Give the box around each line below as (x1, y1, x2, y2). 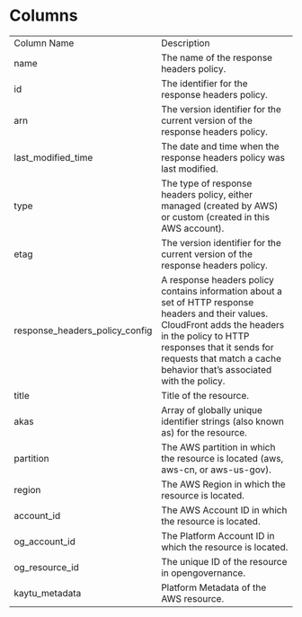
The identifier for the (161, 77, 248, 90)
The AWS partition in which (161, 441, 276, 454)
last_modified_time (13, 151, 93, 163)
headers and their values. (161, 307, 269, 320)
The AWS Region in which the (161, 478, 286, 490)
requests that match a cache (161, 352, 281, 365)
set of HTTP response (161, 295, 254, 308)
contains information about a (161, 285, 283, 297)
